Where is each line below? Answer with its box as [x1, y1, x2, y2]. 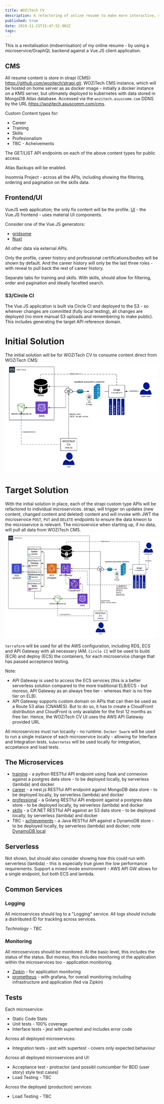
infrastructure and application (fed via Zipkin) [12, 979, 103, 985]
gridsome [12, 230, 32, 237]
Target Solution [5, 485, 69, 496]
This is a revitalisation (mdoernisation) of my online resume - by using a [5, 43, 149, 48]
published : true [5, 18, 38, 23]
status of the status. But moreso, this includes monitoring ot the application [5, 954, 156, 960]
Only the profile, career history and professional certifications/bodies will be [5, 255, 158, 261]
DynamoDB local [12, 828, 46, 834]
